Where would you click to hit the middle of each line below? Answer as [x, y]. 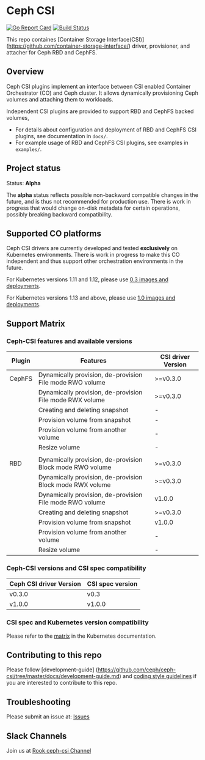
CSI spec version [112, 584]
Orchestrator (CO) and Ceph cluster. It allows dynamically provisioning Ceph [103, 93]
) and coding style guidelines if [158, 676]
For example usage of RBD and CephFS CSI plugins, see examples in [102, 142]
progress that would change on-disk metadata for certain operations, [93, 208]
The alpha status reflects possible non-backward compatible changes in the [102, 195]
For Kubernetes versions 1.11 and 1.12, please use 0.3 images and [88, 279]
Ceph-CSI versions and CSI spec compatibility [76, 568]
